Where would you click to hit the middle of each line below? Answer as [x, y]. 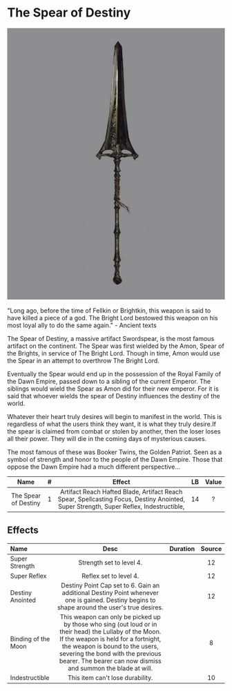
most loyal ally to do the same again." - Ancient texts [82, 325]
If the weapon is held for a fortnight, [110, 639]
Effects [23, 531]
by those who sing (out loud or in [110, 624]
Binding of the [30, 639]
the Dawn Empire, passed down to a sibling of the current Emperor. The [109, 381]
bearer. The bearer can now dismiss [110, 661]
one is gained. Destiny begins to [110, 600]
